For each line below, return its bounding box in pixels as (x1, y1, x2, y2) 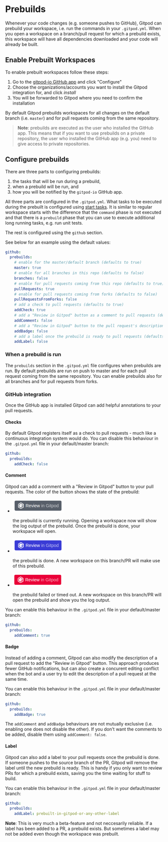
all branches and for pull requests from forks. (5, 378, 98, 384)
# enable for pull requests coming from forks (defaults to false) (14, 292, 157, 297)
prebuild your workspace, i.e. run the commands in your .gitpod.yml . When (5, 25, 161, 31)
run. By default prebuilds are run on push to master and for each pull (5, 368, 146, 374)
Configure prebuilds (5, 155, 69, 164)
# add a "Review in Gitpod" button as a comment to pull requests (14, 313, 155, 318)
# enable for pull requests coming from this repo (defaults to (14, 281, 151, 286)
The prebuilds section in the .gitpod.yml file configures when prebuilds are (5, 362, 161, 368)
